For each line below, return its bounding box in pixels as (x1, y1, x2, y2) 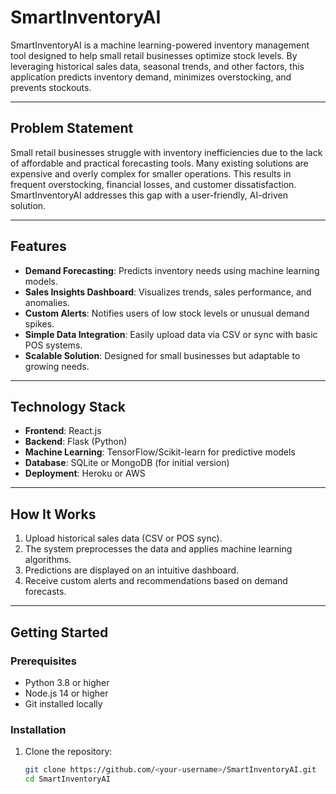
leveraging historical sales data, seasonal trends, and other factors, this (10, 60, 305, 72)
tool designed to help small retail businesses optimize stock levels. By (10, 49, 298, 61)
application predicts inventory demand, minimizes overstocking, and (10, 71, 292, 83)
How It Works (10, 506, 97, 523)
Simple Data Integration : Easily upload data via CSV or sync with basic (24, 328, 318, 340)
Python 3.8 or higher (24, 676, 110, 688)
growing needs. (24, 360, 90, 372)
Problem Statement (10, 120, 134, 137)
